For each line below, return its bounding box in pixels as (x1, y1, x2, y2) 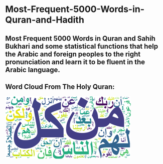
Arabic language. (5, 65, 60, 74)
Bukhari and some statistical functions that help (5, 42, 158, 51)
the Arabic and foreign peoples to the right (5, 50, 141, 58)
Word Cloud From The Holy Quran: (5, 82, 115, 91)
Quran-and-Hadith (5, 14, 84, 26)
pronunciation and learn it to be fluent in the (5, 58, 145, 66)
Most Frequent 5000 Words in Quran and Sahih (5, 34, 155, 43)
